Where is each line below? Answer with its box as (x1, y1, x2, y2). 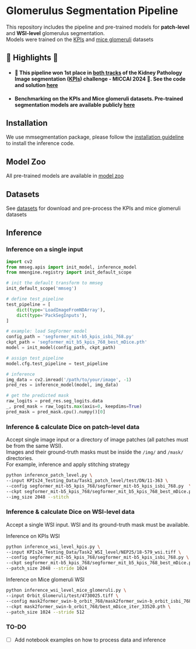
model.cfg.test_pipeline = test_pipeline (6, 361, 108, 367)
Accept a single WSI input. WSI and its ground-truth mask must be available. (6, 521, 190, 528)
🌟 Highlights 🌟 (6, 53, 58, 63)
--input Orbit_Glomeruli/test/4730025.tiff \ (6, 592, 118, 599)
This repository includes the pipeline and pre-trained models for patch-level (6, 23, 190, 30)
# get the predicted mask (6, 393, 69, 399)
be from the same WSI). (6, 443, 63, 450)
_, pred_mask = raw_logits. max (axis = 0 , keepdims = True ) (6, 403, 142, 410)
